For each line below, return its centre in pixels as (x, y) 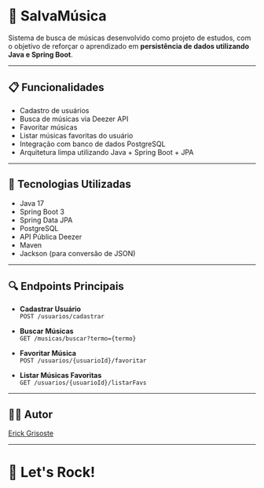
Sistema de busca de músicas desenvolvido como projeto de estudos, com (130, 38)
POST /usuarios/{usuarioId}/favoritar (83, 361)
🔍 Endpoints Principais (66, 286)
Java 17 (32, 203)
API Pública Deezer (51, 237)
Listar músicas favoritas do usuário (76, 135)
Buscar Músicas (46, 331)
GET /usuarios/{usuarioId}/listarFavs (83, 383)
